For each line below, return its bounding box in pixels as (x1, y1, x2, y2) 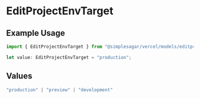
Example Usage (6, 28, 65, 38)
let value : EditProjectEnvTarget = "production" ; (6, 54, 132, 60)
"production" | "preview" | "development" (6, 86, 113, 93)
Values (6, 71, 33, 81)
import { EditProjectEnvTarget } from (6, 44, 102, 49)
